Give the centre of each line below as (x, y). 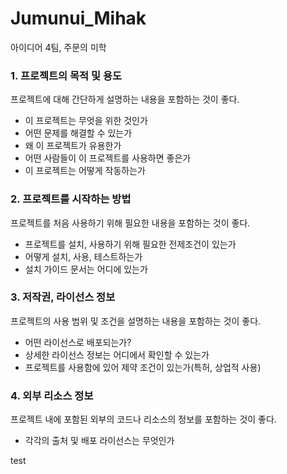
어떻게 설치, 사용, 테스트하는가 (83, 256)
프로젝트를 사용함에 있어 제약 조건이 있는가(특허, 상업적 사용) (143, 367)
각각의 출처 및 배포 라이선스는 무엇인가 (99, 441)
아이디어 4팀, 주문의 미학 (58, 47)
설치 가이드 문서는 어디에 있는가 (86, 269)
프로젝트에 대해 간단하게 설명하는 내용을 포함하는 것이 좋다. (125, 99)
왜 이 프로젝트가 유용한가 (73, 146)
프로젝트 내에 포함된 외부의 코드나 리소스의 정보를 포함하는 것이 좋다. (143, 419)
